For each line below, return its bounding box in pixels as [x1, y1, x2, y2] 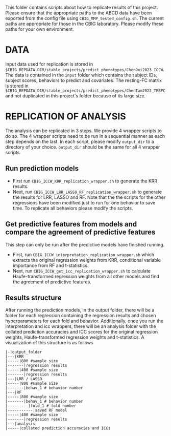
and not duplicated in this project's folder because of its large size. [5, 92, 146, 99]
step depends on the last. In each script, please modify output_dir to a [5, 138, 154, 144]
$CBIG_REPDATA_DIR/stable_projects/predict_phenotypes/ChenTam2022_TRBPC [5, 88, 166, 93]
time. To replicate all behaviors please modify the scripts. [12, 205, 133, 211]
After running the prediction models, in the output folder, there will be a [5, 307, 155, 313]
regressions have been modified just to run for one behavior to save [12, 199, 156, 205]
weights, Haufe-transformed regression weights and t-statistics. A [5, 334, 144, 340]
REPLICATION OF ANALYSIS [5, 111, 126, 122]
